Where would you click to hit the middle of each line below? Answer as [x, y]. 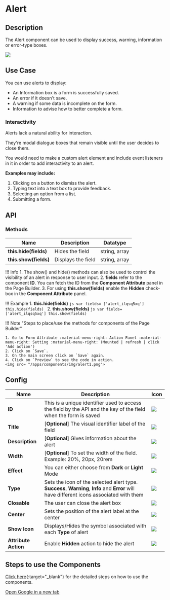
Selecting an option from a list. [45, 194]
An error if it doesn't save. [40, 98]
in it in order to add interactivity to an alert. [50, 163]
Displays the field [75, 259]
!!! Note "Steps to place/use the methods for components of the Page [78, 323]
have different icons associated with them [94, 495]
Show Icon [21, 529]
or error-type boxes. [26, 45]
